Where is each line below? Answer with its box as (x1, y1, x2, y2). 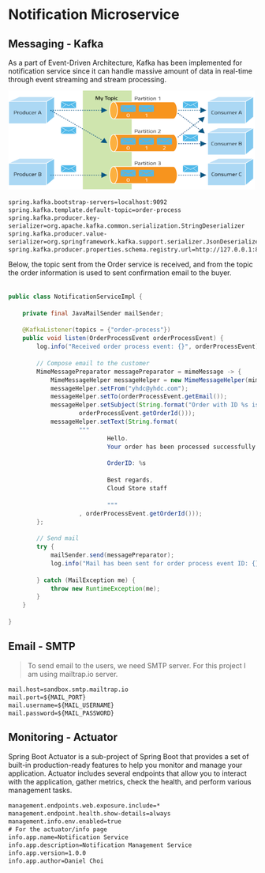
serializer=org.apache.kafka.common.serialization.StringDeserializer (8, 222, 245, 230)
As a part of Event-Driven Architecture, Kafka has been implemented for (8, 58, 243, 67)
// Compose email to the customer (36, 359, 150, 367)
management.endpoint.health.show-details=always (8, 809, 171, 818)
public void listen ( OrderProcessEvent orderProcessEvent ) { (22, 334, 224, 342)
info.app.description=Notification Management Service (8, 841, 192, 849)
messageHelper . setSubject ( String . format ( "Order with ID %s (50, 401, 248, 409)
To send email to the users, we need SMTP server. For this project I (27, 660, 246, 670)
